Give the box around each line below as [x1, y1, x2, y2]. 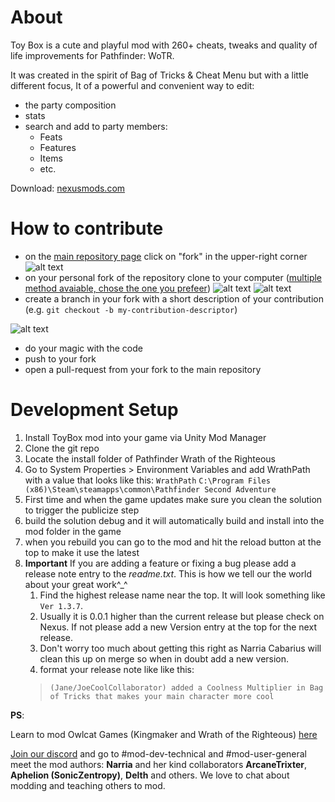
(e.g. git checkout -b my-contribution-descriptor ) [24, 303, 238, 315]
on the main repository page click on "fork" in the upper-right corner [24, 250, 308, 262]
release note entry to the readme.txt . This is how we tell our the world [24, 567, 313, 580]
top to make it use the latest [24, 546, 140, 558]
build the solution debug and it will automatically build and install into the [24, 514, 325, 526]
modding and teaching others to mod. [10, 779, 166, 791]
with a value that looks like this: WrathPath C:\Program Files [24, 474, 271, 486]
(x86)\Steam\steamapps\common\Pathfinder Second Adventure [24, 484, 277, 495]
